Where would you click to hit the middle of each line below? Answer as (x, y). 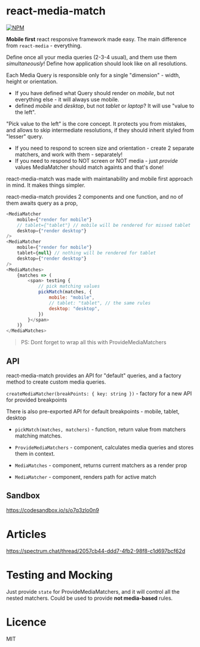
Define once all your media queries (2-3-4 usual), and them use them (92, 57)
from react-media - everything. (44, 45)
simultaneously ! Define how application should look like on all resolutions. (97, 63)
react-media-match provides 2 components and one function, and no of (95, 196)
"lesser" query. (25, 136)
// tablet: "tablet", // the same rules (100, 303)
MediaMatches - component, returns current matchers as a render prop (101, 465)
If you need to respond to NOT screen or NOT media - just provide (96, 160)
